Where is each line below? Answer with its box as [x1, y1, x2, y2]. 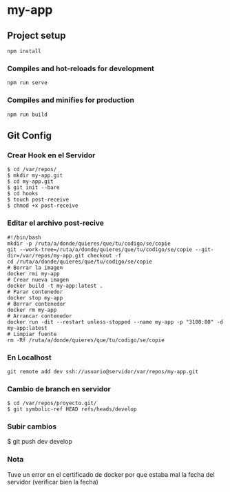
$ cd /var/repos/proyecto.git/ [7, 400, 97, 407]
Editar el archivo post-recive [7, 218, 105, 228]
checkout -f [87, 252, 122, 259]
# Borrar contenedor [7, 300, 67, 307]
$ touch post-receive [7, 196, 70, 204]
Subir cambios [7, 422, 57, 431]
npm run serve [7, 79, 48, 86]
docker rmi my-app [7, 270, 60, 277]
